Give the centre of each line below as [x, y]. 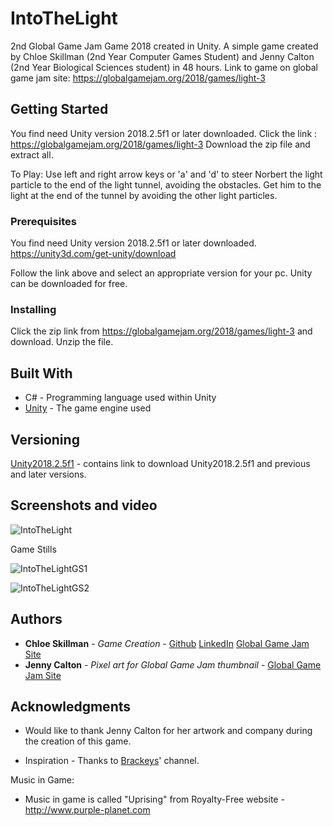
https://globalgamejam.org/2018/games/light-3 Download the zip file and [160, 144]
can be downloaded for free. [69, 284]
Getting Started [59, 109]
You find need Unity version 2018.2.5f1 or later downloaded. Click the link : [164, 133]
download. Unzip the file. [62, 342]
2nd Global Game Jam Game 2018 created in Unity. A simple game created [164, 46]
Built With [41, 373]
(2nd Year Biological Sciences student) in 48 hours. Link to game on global [164, 67]
